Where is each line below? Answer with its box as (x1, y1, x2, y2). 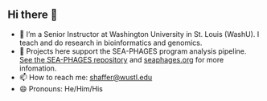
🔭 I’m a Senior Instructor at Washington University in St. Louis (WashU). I (18, 29, 260, 38)
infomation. (18, 63, 57, 73)
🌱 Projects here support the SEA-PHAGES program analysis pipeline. (18, 46, 247, 56)
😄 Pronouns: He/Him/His (18, 83, 104, 93)
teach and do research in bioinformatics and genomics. (18, 38, 203, 47)
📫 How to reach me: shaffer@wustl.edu (18, 72, 153, 82)
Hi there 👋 (7, 8, 58, 22)
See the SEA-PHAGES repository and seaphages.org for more (18, 55, 224, 64)
